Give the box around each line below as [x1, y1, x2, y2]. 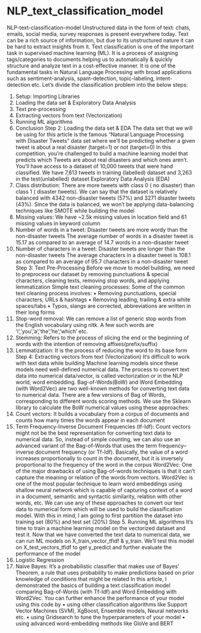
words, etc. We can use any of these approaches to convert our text [15, 499, 184, 506]
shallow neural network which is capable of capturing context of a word [15, 486, 193, 494]
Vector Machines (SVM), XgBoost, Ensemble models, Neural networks [15, 607, 189, 614]
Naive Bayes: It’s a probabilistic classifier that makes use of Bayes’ [15, 562, 179, 570]
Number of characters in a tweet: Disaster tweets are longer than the [15, 245, 185, 252]
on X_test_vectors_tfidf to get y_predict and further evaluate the [15, 543, 172, 551]
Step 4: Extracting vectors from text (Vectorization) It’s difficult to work [15, 353, 190, 360]
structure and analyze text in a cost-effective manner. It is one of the [7, 62, 176, 69]
